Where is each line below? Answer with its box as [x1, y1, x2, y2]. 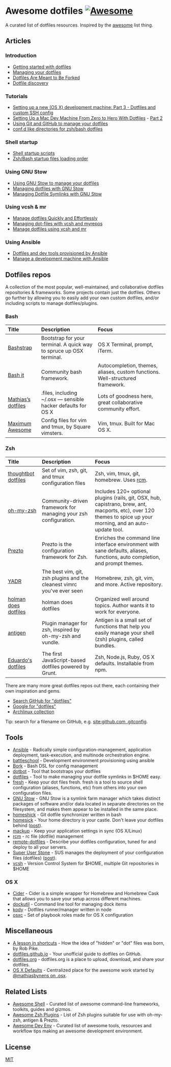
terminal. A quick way [41, 341, 93, 348]
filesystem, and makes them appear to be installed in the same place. [12, 806, 158, 813]
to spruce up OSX [41, 347, 84, 354]
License [5, 1043, 31, 1051]
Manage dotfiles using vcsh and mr [12, 226, 87, 232]
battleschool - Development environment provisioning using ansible [12, 758, 155, 764]
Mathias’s [8, 396, 31, 403]
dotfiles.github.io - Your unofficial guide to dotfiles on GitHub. [12, 951, 142, 957]
